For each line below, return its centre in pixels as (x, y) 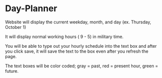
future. (12, 71)
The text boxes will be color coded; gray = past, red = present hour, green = (81, 66)
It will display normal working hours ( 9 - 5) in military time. (64, 37)
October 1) (16, 27)
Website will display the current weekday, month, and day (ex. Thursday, (78, 22)
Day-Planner (31, 9)
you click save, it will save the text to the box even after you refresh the (77, 51)
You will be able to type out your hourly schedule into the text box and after (81, 46)
